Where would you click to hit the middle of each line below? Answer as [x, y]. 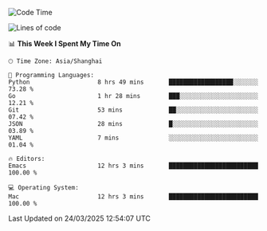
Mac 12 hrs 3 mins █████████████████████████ [133, 197]
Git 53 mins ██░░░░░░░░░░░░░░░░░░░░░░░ [133, 110]
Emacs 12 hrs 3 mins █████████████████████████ [133, 166]
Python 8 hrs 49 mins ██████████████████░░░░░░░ [133, 82]
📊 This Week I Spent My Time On [65, 43]
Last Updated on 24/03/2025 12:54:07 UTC [80, 218]
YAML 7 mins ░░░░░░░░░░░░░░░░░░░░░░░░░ [133, 138]
